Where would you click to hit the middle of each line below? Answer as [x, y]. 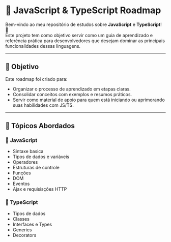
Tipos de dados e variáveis [41, 157]
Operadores [25, 162]
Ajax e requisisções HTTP [40, 189]
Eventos [21, 184]
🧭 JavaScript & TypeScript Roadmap [83, 10]
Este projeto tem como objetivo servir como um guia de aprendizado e [79, 35]
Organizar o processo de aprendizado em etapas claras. [72, 89]
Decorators [24, 235]
